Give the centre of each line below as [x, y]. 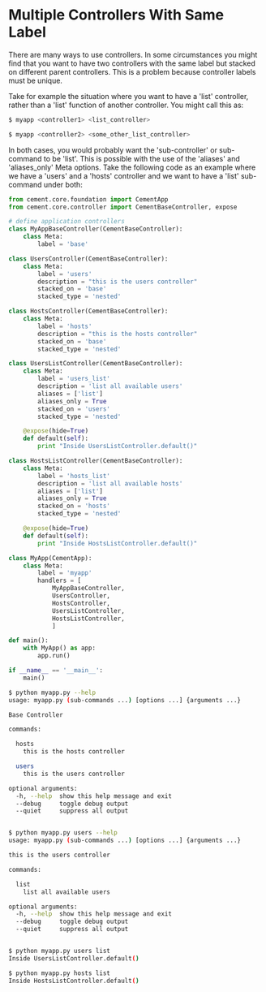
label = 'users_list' [74, 379]
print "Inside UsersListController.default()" [118, 446]
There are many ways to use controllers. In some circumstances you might [133, 54]
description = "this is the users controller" [118, 282]
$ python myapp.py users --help [63, 833]
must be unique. [36, 80]
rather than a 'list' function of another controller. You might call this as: [126, 105]
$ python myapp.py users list [60, 951]
